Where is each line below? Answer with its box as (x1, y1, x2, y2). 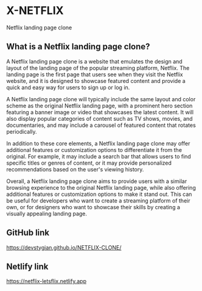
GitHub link (6, 228, 50, 238)
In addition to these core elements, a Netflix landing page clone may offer (6, 140, 190, 147)
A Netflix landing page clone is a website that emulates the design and (6, 57, 183, 65)
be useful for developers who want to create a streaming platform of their (6, 196, 190, 204)
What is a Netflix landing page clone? (6, 41, 150, 52)
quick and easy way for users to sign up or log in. (6, 84, 130, 91)
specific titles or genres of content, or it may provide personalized (6, 159, 172, 167)
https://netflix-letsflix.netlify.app (6, 278, 87, 285)
